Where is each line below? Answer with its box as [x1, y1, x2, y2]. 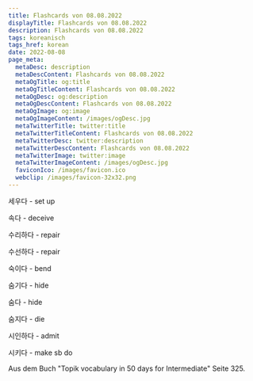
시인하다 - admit [8, 330, 59, 341]
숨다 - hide [8, 297, 43, 307]
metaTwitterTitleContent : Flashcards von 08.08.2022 [15, 129, 194, 137]
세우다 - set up [8, 196, 56, 206]
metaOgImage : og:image [15, 108, 90, 116]
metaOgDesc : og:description [15, 93, 109, 101]
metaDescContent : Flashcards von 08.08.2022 [15, 70, 165, 78]
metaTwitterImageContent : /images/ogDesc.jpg [15, 159, 169, 167]
